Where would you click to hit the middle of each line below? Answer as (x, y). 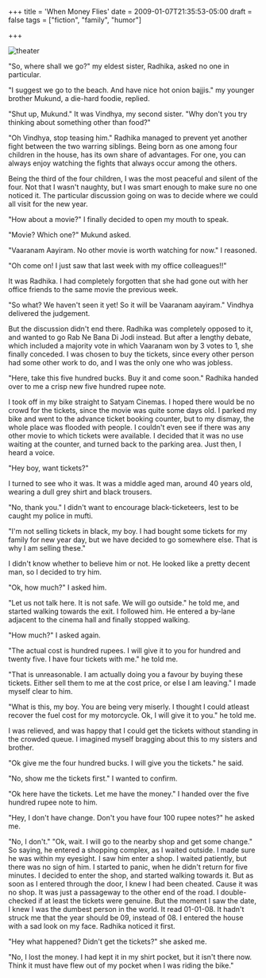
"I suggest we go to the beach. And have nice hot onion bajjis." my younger (131, 90)
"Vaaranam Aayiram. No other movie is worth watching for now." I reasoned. (133, 250)
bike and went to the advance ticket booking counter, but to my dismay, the (131, 419)
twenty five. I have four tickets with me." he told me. (93, 659)
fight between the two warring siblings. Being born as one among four (123, 146)
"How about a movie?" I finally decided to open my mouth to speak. (119, 219)
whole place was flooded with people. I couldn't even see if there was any (129, 427)
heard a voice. (32, 452)
